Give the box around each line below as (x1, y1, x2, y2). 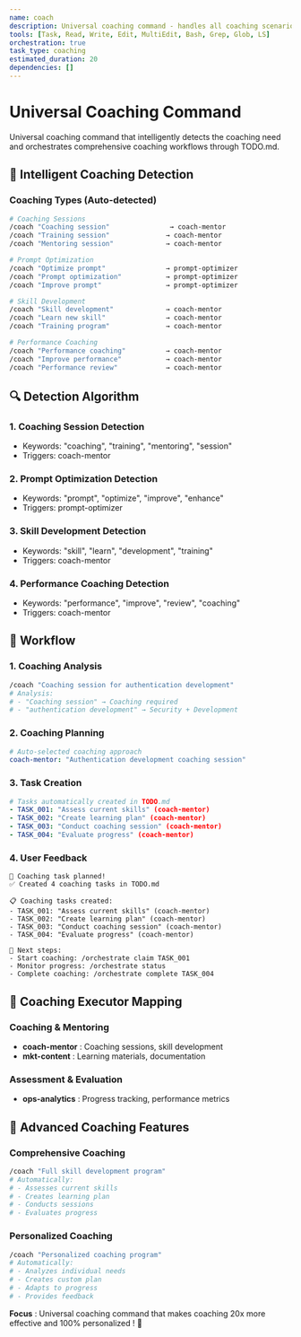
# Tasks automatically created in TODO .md (9, 797, 170, 806)
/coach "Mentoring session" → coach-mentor (9, 240, 222, 249)
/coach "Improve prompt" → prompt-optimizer (9, 280, 239, 290)
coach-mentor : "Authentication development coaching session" (9, 756, 246, 765)
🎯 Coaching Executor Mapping (9, 993, 183, 1009)
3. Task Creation (9, 777, 82, 790)
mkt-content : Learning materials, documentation (21, 1051, 206, 1062)
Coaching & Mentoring (9, 1020, 110, 1033)
